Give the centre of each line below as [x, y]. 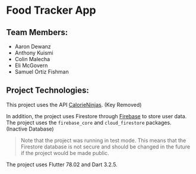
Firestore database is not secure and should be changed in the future [105, 147]
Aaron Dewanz [33, 46]
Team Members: [37, 32]
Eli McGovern [31, 65]
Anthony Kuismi [34, 53]
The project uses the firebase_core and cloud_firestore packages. [89, 122]
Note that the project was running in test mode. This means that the [103, 140]
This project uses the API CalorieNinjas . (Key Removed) [74, 105]
